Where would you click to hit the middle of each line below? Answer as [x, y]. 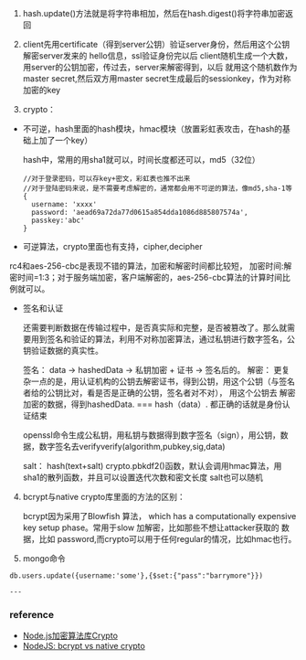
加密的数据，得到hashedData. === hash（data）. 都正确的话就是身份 [153, 404]
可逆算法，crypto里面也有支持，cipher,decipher [112, 246]
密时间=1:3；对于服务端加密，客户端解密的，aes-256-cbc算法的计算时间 [146, 277]
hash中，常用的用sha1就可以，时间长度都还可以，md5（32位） [141, 160]
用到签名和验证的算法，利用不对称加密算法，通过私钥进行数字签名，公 [163, 339]
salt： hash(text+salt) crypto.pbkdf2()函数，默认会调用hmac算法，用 [152, 466]
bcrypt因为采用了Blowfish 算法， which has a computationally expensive [159, 516]
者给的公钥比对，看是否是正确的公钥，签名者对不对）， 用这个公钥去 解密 [159, 393]
